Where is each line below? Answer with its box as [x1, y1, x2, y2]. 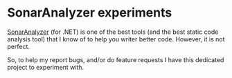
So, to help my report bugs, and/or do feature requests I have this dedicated [7, 55, 224, 64]
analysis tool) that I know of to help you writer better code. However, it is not [7, 35, 225, 43]
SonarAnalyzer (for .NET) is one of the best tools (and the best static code [7, 28, 219, 36]
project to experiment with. [7, 63, 84, 71]
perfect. [7, 42, 30, 50]
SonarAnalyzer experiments [7, 5, 172, 21]
